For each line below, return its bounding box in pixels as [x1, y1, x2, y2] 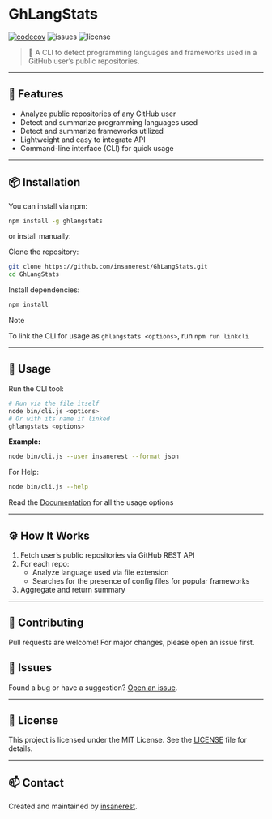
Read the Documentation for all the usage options [8, 498, 174, 507]
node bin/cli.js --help [8, 483, 89, 491]
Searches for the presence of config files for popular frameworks [32, 575, 250, 585]
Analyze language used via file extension [32, 567, 169, 577]
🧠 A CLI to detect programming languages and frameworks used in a [28, 47, 257, 57]
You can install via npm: [8, 200, 87, 211]
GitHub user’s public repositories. [28, 56, 140, 66]
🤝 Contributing [8, 616, 84, 630]
